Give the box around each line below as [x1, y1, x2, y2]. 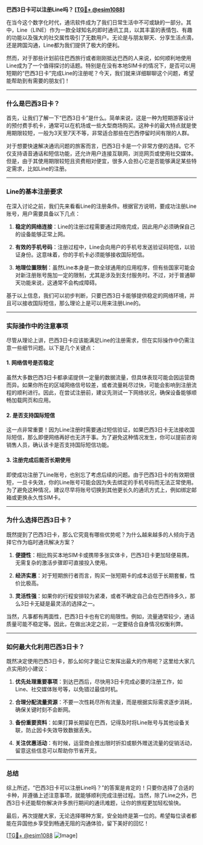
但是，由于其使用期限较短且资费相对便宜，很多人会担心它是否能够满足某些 [6, 158, 192, 165]
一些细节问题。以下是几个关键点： [11, 344, 97, 351]
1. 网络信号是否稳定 [6, 359, 54, 366]
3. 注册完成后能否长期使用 [6, 456, 71, 463]
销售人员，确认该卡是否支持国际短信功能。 [6, 441, 112, 449]
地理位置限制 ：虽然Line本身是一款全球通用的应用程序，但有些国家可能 [14, 264, 190, 271]
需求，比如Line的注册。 [11, 165, 70, 172]
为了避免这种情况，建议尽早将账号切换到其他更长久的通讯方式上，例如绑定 [6, 486, 192, 493]
